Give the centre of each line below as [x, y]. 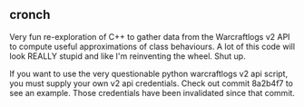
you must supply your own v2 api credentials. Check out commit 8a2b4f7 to [151, 83]
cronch [30, 15]
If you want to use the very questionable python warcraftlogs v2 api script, [149, 73]
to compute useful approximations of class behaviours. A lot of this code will [152, 46]
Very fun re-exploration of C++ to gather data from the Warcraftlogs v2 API [150, 36]
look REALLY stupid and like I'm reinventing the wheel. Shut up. [128, 56]
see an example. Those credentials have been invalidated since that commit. [152, 92]
